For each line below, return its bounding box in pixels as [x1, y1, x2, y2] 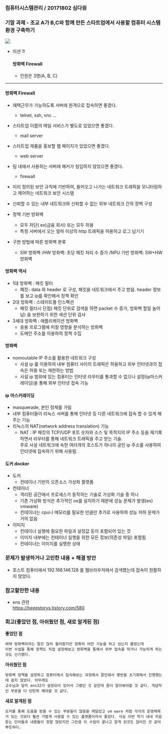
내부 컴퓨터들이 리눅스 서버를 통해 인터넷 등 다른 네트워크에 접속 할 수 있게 [12, 411, 156, 417]
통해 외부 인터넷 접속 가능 [39, 380, 88, 386]
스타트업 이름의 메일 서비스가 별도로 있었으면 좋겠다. [12, 122, 114, 128]
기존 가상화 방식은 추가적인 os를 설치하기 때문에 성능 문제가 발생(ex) [19, 498, 153, 504]
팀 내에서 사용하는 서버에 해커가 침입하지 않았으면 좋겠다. [12, 163, 123, 169]
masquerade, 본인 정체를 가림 [12, 405, 72, 411]
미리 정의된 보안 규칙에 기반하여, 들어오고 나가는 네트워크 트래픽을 [12, 183, 141, 190]
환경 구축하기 [5, 27, 35, 34]
